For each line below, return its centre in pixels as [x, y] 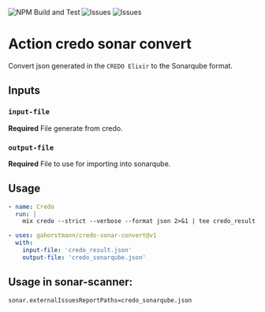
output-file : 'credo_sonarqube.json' [84, 257]
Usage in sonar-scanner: [71, 282]
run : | [26, 214]
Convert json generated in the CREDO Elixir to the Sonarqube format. [120, 65]
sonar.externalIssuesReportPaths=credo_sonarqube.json [100, 300]
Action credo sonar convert [100, 44]
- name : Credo [32, 206]
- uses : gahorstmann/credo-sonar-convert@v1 [82, 236]
